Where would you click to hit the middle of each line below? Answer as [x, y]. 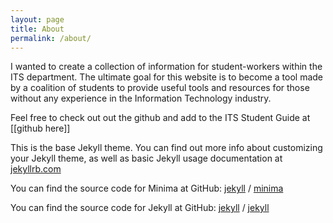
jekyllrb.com [36, 169]
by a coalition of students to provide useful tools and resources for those [160, 88]
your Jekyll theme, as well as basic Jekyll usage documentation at [146, 158]
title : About [37, 29]
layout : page [37, 19]
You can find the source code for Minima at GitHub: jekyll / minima [147, 188]
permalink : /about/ [51, 38]
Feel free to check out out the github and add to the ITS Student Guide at [160, 118]
